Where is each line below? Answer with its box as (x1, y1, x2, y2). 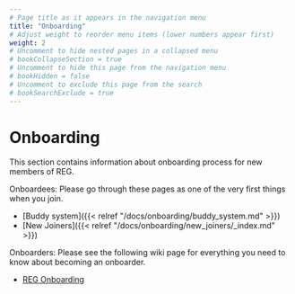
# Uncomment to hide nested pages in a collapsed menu (9, 47, 219, 56)
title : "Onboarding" (9, 22, 87, 31)
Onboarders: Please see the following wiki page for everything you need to (9, 247, 286, 258)
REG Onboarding (22, 274, 85, 285)
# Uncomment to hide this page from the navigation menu (9, 64, 227, 73)
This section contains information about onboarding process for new (9, 156, 263, 167)
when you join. (9, 193, 64, 204)
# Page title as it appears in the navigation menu (9, 13, 206, 22)
